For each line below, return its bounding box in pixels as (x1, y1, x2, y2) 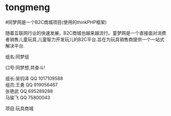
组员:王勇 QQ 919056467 (5, 81, 58, 88)
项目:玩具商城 (5, 105, 34, 111)
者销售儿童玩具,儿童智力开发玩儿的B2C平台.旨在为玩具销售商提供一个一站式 (5, 36, 164, 42)
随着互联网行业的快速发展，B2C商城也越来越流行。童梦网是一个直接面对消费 (5, 30, 166, 36)
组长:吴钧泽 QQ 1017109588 (5, 75, 63, 81)
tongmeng (5, 2, 50, 13)
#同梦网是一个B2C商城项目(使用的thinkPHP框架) (5, 19, 107, 25)
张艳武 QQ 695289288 (5, 88, 53, 94)
